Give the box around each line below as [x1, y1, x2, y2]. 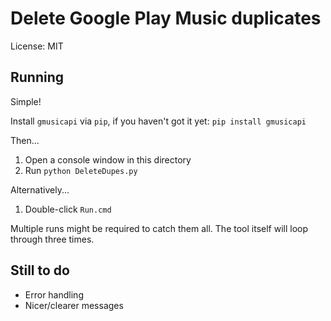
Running [10, 69, 65, 86]
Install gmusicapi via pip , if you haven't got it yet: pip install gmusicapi [10, 115, 307, 127]
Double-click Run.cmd [24, 203, 112, 215]
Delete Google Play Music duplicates [10, 7, 322, 30]
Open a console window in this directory [24, 153, 192, 166]
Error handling [24, 288, 84, 301]
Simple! [10, 95, 42, 107]
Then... [10, 134, 40, 146]
